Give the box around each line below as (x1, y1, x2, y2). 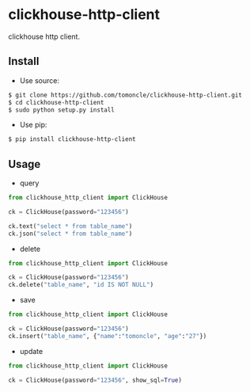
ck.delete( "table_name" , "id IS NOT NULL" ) (8, 281, 154, 289)
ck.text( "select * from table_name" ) (8, 222, 133, 230)
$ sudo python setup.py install (8, 105, 115, 114)
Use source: (19, 75, 59, 85)
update (19, 346, 44, 356)
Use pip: (19, 120, 47, 130)
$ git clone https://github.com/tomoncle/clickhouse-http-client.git (8, 91, 243, 99)
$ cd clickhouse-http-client (8, 98, 104, 106)
